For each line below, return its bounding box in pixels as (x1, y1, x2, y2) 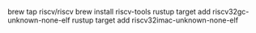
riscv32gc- (212, 7, 250, 16)
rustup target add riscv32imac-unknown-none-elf (71, 15, 239, 25)
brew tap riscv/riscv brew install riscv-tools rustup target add (7, 7, 211, 16)
